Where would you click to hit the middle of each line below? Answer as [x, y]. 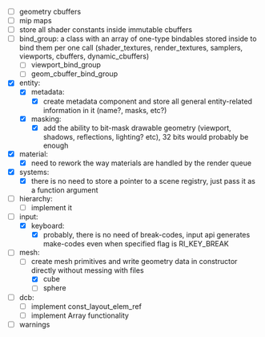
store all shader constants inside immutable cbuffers [106, 30]
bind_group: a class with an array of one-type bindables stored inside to [138, 39]
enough [56, 145]
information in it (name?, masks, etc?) [105, 110]
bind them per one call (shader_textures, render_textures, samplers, [131, 48]
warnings [34, 324]
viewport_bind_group [66, 65]
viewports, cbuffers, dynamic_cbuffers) [84, 56]
